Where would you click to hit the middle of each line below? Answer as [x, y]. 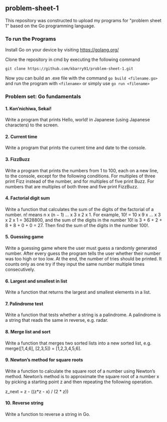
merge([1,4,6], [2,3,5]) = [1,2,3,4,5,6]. [43, 348]
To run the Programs [31, 39]
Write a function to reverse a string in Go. [48, 414]
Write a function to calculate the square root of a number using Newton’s [80, 371]
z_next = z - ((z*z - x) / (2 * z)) [37, 391]
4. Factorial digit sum [28, 198]
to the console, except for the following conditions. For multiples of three [80, 176]
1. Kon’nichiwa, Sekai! [28, 108]
